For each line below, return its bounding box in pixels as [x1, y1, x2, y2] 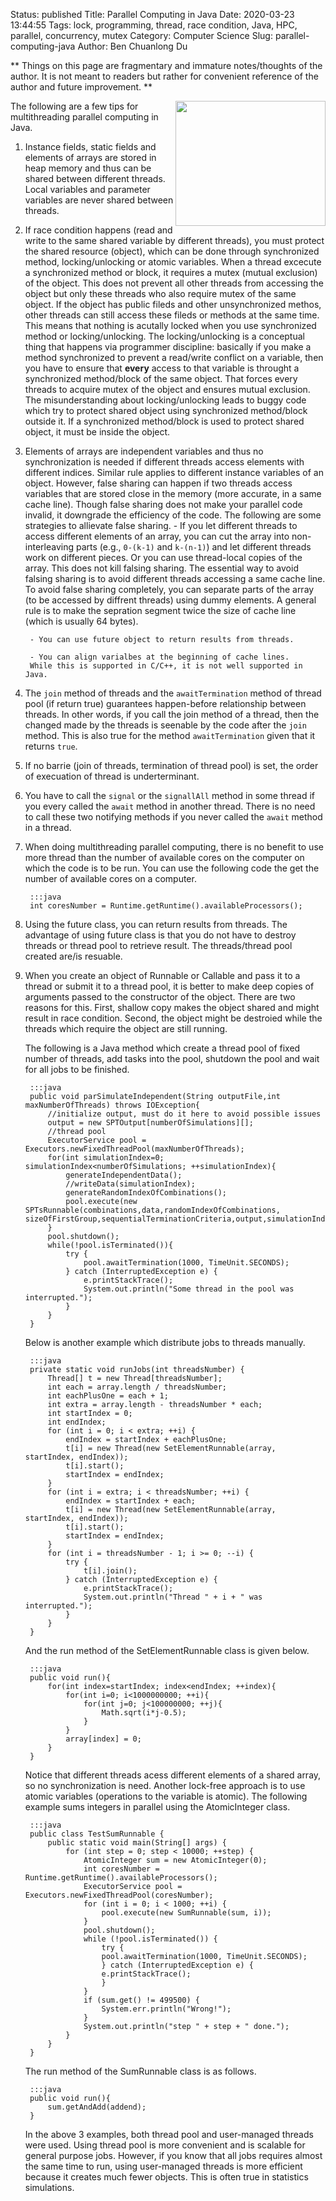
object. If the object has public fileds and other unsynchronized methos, [24, 299, 322, 310]
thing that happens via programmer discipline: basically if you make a [24, 341, 312, 353]
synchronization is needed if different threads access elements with [24, 456, 305, 468]
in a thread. [24, 822, 72, 833]
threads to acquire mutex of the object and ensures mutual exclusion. [24, 384, 311, 395]
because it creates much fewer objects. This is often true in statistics [24, 2171, 309, 2183]
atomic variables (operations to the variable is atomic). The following [24, 1790, 308, 1802]
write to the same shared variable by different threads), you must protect [24, 235, 325, 246]
